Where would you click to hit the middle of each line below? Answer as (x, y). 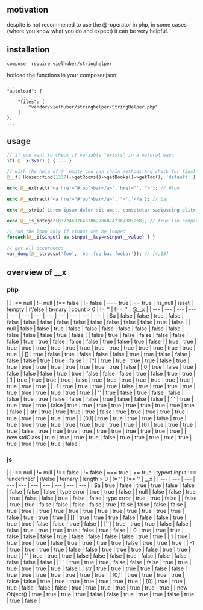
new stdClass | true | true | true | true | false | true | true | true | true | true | (99, 437)
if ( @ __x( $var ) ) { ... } (39, 161)
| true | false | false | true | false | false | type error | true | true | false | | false (102, 498)
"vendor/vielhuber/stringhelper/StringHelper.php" (93, 107)
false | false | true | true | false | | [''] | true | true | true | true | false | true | (98, 360)
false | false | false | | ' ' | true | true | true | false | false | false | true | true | (99, 562)
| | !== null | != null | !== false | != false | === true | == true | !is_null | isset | (100, 303)
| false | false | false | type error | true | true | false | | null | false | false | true (101, 491)
